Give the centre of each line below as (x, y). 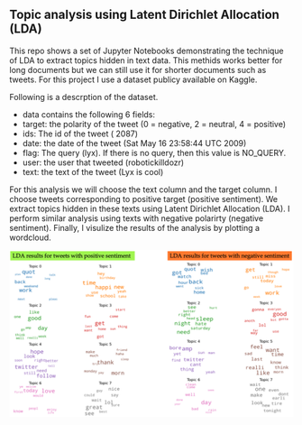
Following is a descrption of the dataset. (84, 97)
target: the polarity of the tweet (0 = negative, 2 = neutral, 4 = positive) (154, 124)
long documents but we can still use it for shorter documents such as (138, 69)
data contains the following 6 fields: (89, 114)
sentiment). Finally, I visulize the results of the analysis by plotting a (134, 227)
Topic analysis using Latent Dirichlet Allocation (144, 15)
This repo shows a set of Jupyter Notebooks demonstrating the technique (146, 51)
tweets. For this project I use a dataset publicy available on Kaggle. (133, 79)
